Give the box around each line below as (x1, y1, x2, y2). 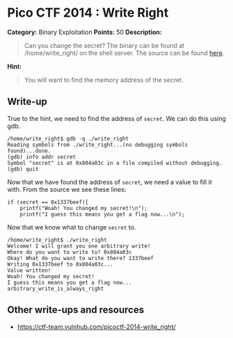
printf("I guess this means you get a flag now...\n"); (19, 211, 186, 218)
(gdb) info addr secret (7, 153, 77, 161)
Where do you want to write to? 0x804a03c (7, 248, 132, 255)
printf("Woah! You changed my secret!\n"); (19, 204, 148, 211)
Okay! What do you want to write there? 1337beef (7, 255, 154, 261)
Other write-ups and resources (7, 304, 145, 316)
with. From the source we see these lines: (7, 185, 127, 193)
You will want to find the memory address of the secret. (24, 75, 184, 84)
